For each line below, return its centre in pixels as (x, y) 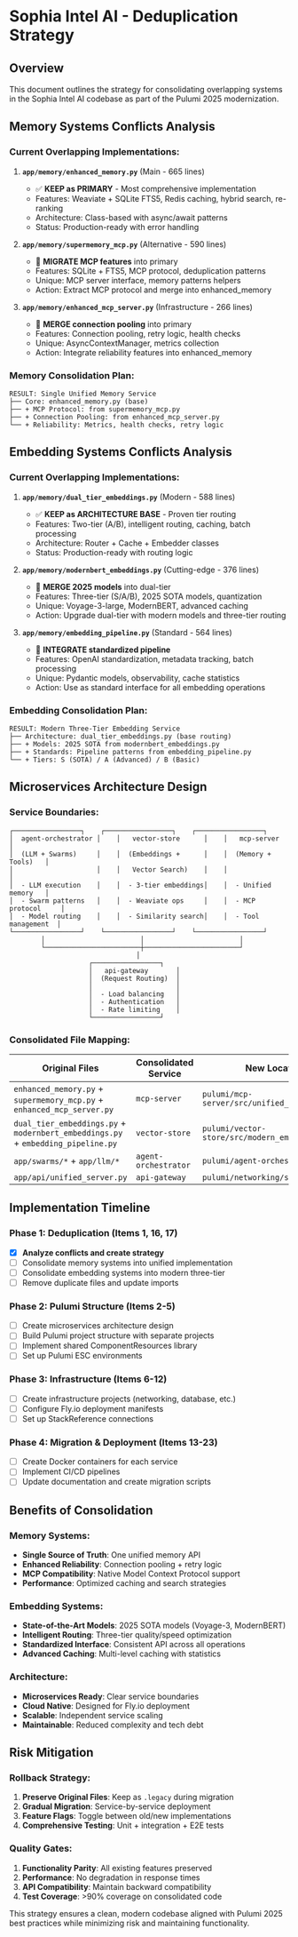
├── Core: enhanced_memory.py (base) (79, 402)
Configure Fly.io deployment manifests (93, 1408)
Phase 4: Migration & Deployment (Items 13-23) (114, 1442)
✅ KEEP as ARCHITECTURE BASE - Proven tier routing (136, 514)
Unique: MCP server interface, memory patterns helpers (138, 280)
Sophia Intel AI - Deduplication (124, 16)
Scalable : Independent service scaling (93, 1715)
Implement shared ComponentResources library (110, 1346)
